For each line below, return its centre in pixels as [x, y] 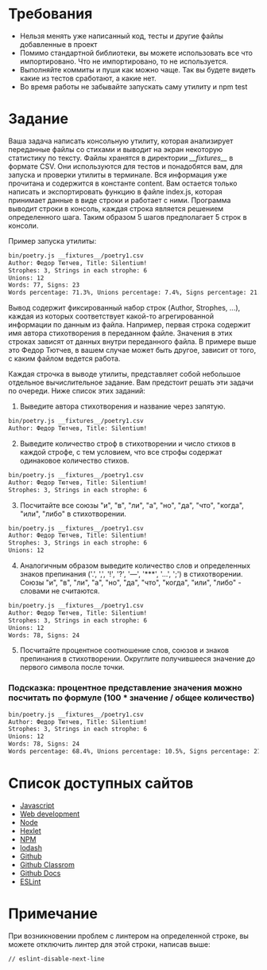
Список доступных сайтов [101, 783]
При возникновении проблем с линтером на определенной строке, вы [128, 936]
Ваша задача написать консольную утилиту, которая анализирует [121, 141]
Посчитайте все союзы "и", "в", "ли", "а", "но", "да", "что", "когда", [132, 505]
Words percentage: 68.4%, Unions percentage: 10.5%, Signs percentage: [129, 752]
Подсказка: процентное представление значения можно [125, 688]
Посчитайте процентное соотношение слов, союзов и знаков [124, 651]
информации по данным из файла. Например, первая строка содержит [130, 325]
